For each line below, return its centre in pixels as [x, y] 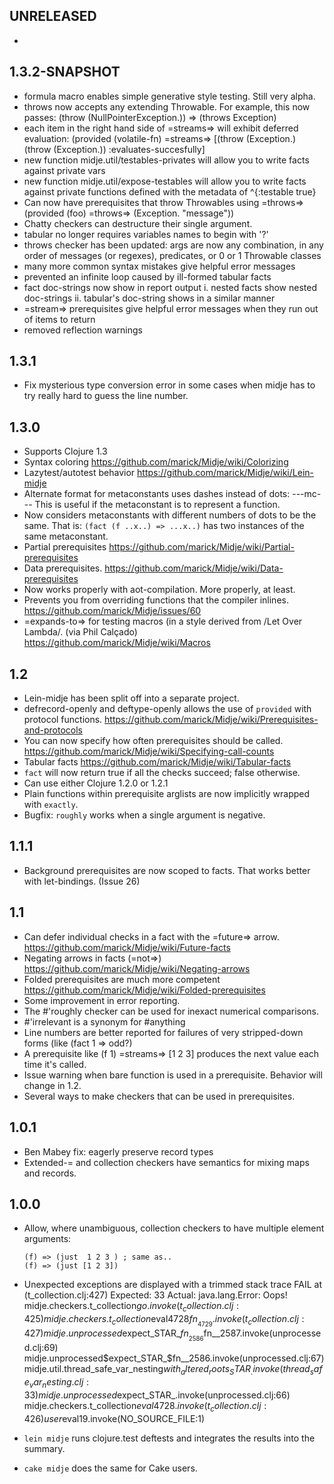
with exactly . [51, 805]
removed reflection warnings [83, 330]
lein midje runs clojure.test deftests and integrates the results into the [169, 1438]
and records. [50, 1173]
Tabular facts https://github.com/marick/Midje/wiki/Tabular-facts [157, 762]
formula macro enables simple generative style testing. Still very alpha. [169, 96]
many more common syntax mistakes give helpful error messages [159, 266]
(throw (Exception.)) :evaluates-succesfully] [114, 149]
